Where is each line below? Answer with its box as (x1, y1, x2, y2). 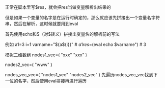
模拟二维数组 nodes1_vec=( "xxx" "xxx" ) (5, 52, 87, 58)
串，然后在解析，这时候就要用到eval (5, 21, 78, 26)
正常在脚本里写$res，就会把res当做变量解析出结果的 (5, 4, 111, 10)
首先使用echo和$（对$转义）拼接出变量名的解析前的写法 (5, 31, 120, 37)
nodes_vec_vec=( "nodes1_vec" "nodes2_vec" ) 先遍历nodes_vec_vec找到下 (5, 72, 158, 77)
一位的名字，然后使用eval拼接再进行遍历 (5, 78, 87, 84)
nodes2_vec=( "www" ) (5, 62, 53, 67)
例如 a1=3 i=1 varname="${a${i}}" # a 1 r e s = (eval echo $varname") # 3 (5, 42, 146, 47)
